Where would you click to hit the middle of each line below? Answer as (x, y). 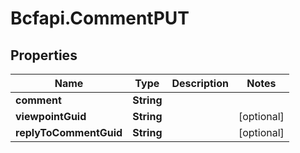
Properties (44, 55)
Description (200, 83)
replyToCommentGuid (69, 132)
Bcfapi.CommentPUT (100, 18)
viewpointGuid (51, 116)
